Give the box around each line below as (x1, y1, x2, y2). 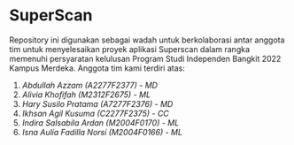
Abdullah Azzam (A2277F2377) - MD (21, 80, 158, 90)
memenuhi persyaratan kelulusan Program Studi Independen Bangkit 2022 (9, 53, 282, 64)
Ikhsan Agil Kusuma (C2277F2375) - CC (21, 108, 170, 118)
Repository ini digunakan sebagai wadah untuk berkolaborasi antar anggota (9, 34, 285, 45)
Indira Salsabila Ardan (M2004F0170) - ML (21, 117, 180, 128)
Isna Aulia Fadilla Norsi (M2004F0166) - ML (21, 126, 183, 137)
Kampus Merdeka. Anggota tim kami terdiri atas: (9, 63, 186, 73)
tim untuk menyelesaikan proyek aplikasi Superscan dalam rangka (9, 43, 251, 54)
